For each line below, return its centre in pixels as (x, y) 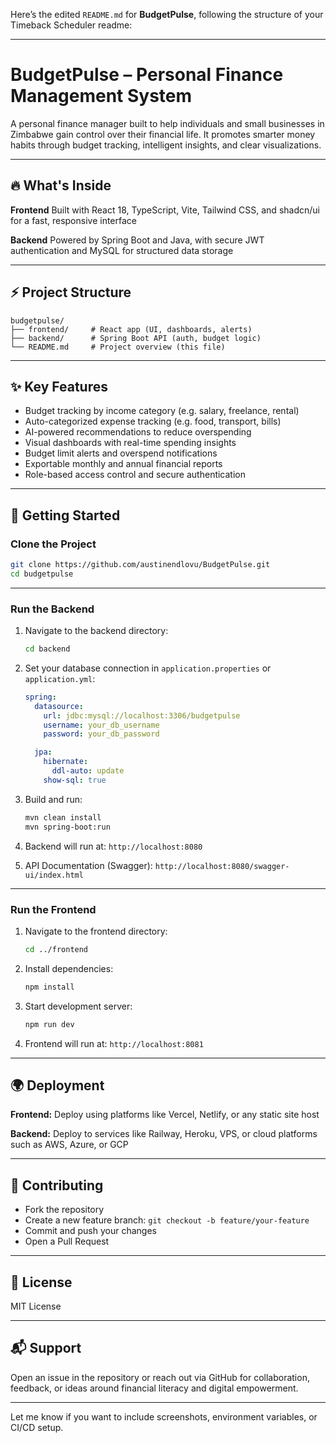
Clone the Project (53, 544)
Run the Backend (52, 609)
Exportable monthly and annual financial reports (123, 464)
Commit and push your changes (90, 1231)
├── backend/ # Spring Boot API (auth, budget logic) (136, 338)
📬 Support (46, 1348)
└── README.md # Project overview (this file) (118, 347)
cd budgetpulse (42, 574)
